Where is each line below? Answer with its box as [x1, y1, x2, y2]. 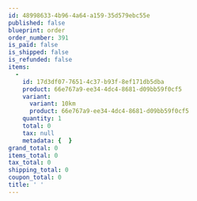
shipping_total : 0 [8, 166, 69, 174]
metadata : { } [22, 136, 73, 145]
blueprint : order [8, 26, 66, 34]
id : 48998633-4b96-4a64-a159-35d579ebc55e [8, 11, 150, 20]
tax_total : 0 [8, 159, 51, 167]
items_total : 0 [8, 151, 59, 159]
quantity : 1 [22, 115, 62, 123]
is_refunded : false [8, 56, 73, 64]
